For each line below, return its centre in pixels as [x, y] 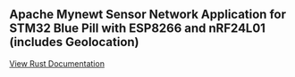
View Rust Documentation [57, 63]
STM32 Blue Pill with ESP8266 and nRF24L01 [138, 29]
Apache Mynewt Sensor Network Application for [147, 15]
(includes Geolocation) [75, 42]
